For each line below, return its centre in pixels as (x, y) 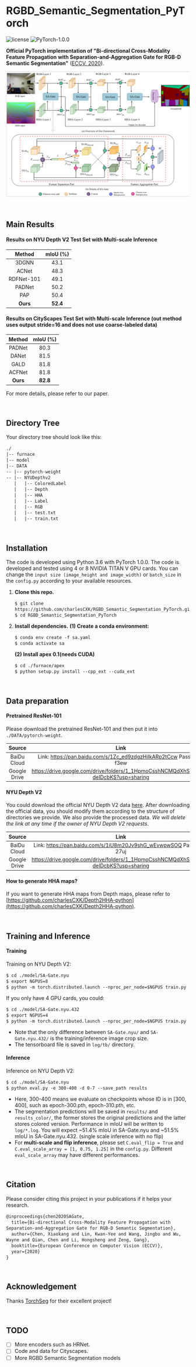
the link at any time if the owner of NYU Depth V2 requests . (77, 824)
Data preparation (37, 701)
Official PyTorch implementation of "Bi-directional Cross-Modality (88, 50)
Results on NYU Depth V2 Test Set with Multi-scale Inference (82, 239)
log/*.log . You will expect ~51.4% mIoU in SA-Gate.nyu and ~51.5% (97, 1130)
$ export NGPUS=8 (27, 981)
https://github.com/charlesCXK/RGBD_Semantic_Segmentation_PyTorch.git (103, 610)
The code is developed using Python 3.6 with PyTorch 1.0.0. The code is (93, 562)
